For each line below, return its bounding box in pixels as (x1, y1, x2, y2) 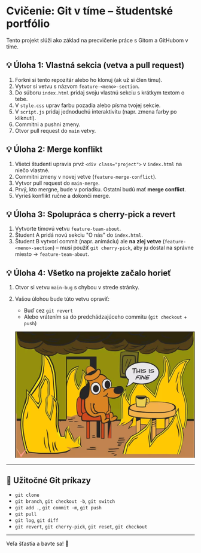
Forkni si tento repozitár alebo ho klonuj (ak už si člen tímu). (14, 76, 163, 83)
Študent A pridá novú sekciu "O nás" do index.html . (14, 231, 144, 239)
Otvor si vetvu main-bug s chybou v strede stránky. (14, 284, 139, 291)
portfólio (6, 17, 50, 30)
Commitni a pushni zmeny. (14, 121, 81, 128)
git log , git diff (14, 517, 59, 524)
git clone (14, 492, 40, 499)
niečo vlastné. (14, 166, 50, 174)
